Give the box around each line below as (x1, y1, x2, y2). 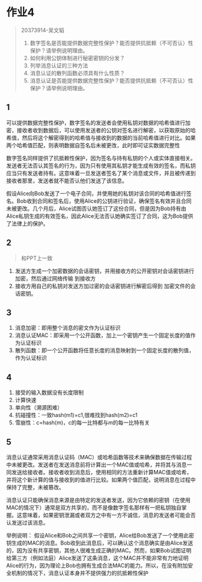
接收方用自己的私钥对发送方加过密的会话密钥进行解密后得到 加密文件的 (14, 282, 191, 289)
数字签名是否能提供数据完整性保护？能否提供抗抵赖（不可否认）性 (29, 39, 194, 46)
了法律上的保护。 (6, 220, 49, 227)
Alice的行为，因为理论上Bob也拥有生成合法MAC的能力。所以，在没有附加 (6, 562, 188, 569)
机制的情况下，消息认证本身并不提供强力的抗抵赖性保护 (11, 569, 148, 577)
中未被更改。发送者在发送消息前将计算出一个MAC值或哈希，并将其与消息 (6, 461, 188, 468)
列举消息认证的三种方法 (29, 61, 88, 69)
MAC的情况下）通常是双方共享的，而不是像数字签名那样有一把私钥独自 (6, 504, 182, 511)
